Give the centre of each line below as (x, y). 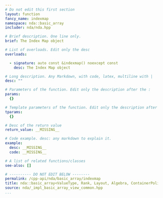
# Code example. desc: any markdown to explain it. (58, 139)
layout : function (23, 14)
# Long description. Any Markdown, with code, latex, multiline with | (79, 76)
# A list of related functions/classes (45, 161)
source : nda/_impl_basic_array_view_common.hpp (54, 188)
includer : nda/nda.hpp (28, 28)
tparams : (14, 112)
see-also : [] (18, 165)
